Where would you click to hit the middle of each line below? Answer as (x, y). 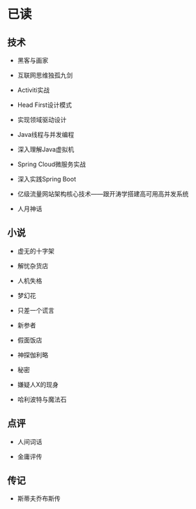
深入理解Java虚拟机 (46, 149)
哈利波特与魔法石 (42, 399)
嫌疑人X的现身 (38, 384)
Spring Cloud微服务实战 (51, 164)
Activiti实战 (33, 90)
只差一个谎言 (36, 310)
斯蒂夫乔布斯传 (39, 499)
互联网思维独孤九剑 (45, 75)
